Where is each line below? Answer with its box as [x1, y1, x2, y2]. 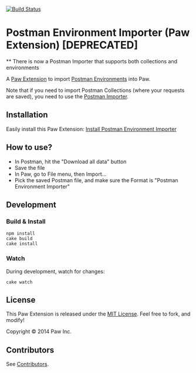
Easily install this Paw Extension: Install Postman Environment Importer [6, 125, 177, 132]
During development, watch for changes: [6, 268, 105, 275]
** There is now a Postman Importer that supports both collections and [6, 57, 178, 64]
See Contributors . [6, 361, 49, 368]
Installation [6, 110, 48, 120]
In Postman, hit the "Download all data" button [14, 158, 127, 165]
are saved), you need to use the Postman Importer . [6, 93, 129, 100]
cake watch [6, 279, 33, 285]
